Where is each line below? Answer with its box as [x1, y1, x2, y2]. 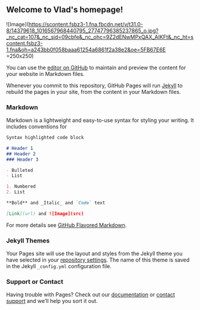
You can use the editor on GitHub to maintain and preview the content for [6, 64, 186, 71]
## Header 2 [6, 151, 36, 157]
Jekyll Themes [6, 236, 50, 244]
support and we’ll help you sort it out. [6, 297, 98, 305]
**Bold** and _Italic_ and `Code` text [6, 200, 106, 206]
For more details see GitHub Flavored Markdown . [6, 221, 127, 229]
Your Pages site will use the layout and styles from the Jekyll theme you [6, 250, 183, 257]
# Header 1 [6, 145, 33, 151]
